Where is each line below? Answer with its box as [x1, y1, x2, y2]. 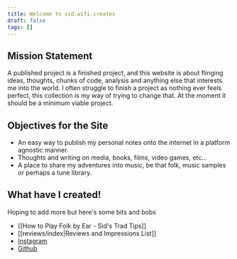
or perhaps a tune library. [17, 168, 92, 177]
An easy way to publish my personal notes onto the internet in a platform [17, 138, 231, 146]
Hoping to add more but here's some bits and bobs [7, 207, 156, 216]
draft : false [7, 17, 46, 24]
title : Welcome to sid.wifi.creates [7, 10, 116, 18]
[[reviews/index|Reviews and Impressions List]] [17, 228, 157, 238]
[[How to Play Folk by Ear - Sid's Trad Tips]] [17, 221, 147, 230]
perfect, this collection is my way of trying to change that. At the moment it [7, 92, 226, 100]
